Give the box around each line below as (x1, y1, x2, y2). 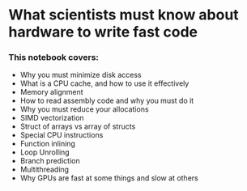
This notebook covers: (8, 52, 100, 63)
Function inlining (19, 139, 75, 149)
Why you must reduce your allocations (19, 104, 149, 114)
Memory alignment (19, 87, 83, 97)
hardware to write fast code (8, 23, 198, 41)
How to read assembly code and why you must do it (19, 95, 194, 106)
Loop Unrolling (19, 147, 70, 157)
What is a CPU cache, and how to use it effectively (19, 79, 190, 88)
